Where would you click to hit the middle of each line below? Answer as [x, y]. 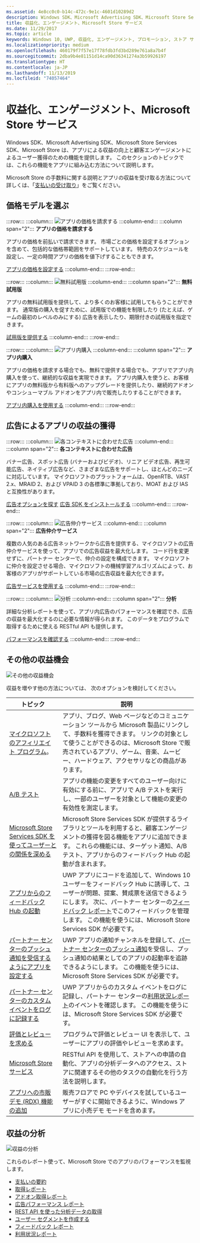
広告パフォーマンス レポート [49, 1204]
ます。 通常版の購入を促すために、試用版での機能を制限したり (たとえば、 [97, 309]
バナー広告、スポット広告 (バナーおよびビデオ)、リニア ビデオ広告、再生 [96, 462]
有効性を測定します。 [92, 808]
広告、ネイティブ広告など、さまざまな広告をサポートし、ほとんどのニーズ [102, 469]
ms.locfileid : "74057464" [38, 78]
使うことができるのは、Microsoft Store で [126, 743]
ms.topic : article [29, 34]
